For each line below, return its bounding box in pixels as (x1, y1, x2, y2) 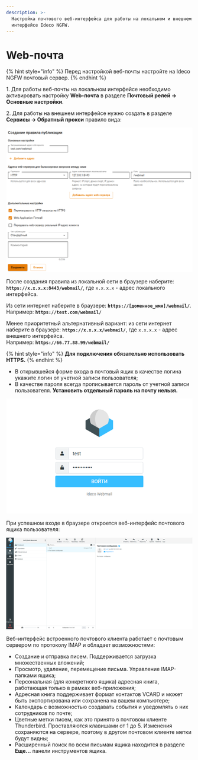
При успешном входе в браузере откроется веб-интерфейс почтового (6, 519, 185, 527)
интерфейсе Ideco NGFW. (11, 22, 70, 28)
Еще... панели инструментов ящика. (14, 747, 107, 754)
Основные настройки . (6, 98, 64, 106)
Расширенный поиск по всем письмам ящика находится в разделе (14, 741, 185, 748)
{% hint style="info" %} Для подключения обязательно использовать (6, 350, 185, 357)
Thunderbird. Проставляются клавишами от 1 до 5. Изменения (14, 722, 173, 729)
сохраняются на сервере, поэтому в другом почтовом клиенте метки (14, 728, 192, 735)
